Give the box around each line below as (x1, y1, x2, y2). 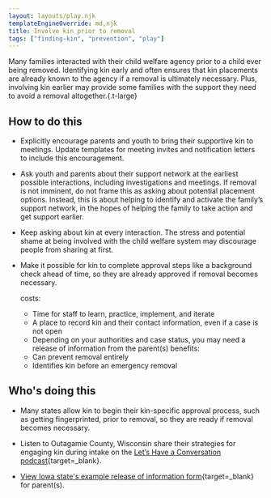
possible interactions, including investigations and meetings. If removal (19, 177, 257, 187)
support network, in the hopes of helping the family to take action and (19, 203, 253, 213)
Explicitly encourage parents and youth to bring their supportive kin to (19, 136, 253, 146)
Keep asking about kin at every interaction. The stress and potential (19, 228, 245, 237)
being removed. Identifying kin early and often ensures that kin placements (8, 66, 259, 75)
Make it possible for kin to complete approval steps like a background (19, 261, 252, 270)
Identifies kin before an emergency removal (32, 361, 178, 371)
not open (32, 326, 63, 336)
